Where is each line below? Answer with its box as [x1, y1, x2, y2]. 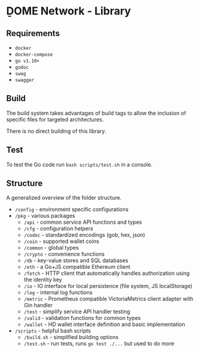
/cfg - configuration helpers [23, 225, 94, 232]
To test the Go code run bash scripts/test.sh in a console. [6, 161, 153, 168]
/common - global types [23, 244, 79, 251]
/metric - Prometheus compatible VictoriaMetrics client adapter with [23, 295, 194, 302]
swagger [14, 77, 34, 83]
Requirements [6, 28, 60, 38]
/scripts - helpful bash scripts [14, 327, 91, 334]
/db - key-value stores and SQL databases [23, 257, 129, 264]
